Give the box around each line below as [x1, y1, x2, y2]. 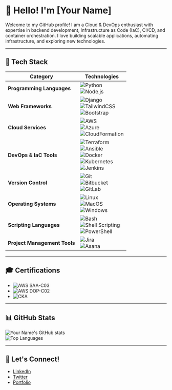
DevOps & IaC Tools [8, 151, 57, 159]
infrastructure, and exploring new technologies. [5, 38, 106, 44]
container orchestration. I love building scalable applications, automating [5, 32, 159, 38]
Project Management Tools [8, 239, 75, 246]
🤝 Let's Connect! [5, 355, 60, 363]
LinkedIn [12, 368, 31, 375]
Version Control [8, 179, 48, 186]
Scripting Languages [8, 221, 60, 228]
